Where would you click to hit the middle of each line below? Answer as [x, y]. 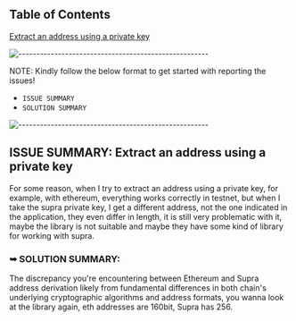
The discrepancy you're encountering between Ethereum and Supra [134, 278]
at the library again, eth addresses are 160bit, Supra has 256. [121, 307]
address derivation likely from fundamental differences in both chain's [138, 287]
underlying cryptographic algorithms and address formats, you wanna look [147, 297]
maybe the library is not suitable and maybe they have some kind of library [146, 226]
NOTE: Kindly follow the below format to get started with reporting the [138, 71]
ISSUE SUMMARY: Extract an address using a [138, 152]
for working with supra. [52, 235]
